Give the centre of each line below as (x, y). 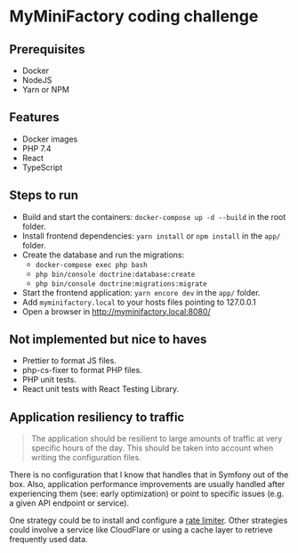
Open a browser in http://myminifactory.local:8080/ (116, 311)
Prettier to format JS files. (69, 361)
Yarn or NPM (45, 89)
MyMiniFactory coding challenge (134, 16)
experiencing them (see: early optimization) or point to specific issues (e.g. (147, 494)
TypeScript (42, 167)
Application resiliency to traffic (97, 417)
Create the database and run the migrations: (103, 255)
